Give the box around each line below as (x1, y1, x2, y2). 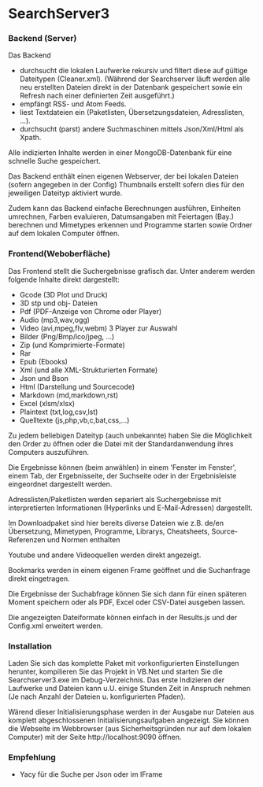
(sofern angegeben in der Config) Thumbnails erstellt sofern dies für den (8, 180, 245, 190)
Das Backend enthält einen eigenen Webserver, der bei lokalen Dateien (8, 172, 239, 181)
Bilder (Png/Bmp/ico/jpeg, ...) (19, 331, 115, 341)
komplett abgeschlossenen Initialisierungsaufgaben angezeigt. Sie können (8, 715, 250, 725)
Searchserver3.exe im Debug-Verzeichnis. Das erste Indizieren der (8, 675, 225, 685)
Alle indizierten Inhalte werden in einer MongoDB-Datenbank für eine (8, 148, 232, 157)
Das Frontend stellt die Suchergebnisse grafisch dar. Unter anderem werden (8, 266, 256, 275)
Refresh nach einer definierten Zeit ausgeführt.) (19, 91, 175, 101)
